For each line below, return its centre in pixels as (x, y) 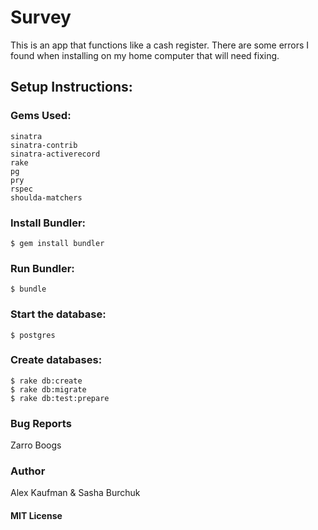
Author (28, 471)
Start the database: (58, 314)
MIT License (36, 515)
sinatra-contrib (44, 145)
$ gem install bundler (57, 243)
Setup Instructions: (71, 87)
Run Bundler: (42, 268)
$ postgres (33, 335)
